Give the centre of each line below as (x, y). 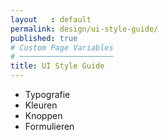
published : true (44, 38)
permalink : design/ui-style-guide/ (84, 29)
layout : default (51, 19)
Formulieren (49, 126)
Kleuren (41, 105)
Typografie (47, 94)
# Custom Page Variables (62, 47)
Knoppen (43, 115)
